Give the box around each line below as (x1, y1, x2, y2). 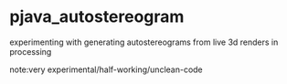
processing (9, 46, 52, 57)
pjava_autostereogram (9, 6, 185, 27)
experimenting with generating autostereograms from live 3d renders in (9, 37, 279, 47)
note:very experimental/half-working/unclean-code (9, 64, 203, 75)
